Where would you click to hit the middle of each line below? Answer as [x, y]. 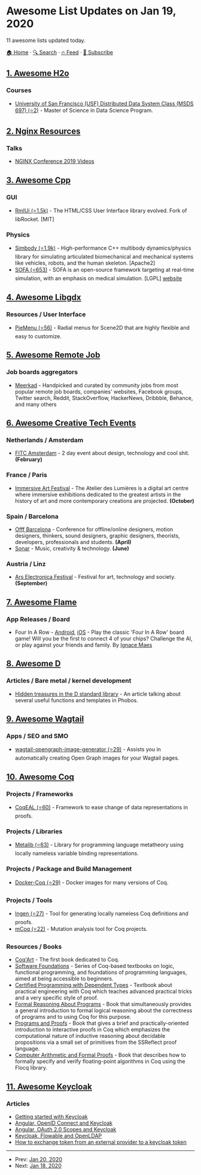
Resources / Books [34, 946]
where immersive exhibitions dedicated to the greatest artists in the [98, 494]
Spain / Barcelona [32, 516]
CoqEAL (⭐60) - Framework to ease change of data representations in [101, 807]
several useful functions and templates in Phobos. [77, 700]
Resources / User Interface [46, 314]
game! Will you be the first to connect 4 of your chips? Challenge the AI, [103, 638]
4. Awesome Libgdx [44, 297]
